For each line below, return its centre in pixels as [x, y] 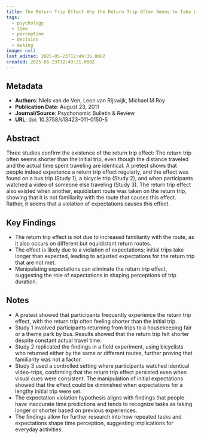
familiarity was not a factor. [48, 359]
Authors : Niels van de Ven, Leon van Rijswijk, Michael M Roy [90, 101]
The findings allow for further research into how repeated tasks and [98, 416]
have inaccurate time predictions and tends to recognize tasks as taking [103, 404]
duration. [26, 281]
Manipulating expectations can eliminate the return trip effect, [91, 269]
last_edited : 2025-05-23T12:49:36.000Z [56, 56]
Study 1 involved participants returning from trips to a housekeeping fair [103, 328]
